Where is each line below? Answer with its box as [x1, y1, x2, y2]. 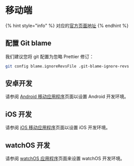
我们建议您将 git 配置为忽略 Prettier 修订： [5, 53, 94, 59]
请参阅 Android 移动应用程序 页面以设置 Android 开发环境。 [5, 93, 129, 100]
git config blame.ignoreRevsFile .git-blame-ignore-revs [5, 63, 129, 69]
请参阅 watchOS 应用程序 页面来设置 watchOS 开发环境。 [5, 155, 125, 161]
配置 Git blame [5, 39, 52, 48]
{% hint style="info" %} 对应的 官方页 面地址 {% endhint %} [5, 22, 129, 29]
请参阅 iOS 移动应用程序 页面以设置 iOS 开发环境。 [5, 125, 110, 131]
